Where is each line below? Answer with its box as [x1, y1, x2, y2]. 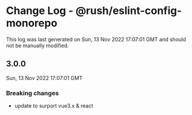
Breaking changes [6, 89, 59, 97]
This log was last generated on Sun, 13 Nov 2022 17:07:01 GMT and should [6, 36, 186, 43]
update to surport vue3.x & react [14, 102, 94, 109]
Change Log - [6, 4, 74, 18]
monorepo [6, 16, 57, 30]
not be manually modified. [6, 42, 69, 49]
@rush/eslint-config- [75, 4, 182, 18]
